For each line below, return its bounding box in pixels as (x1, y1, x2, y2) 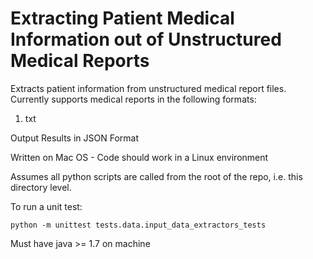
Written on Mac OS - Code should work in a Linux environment (10, 151, 269, 163)
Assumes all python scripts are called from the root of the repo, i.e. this (10, 170, 303, 182)
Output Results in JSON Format (10, 132, 139, 144)
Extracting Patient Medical (10, 7, 235, 30)
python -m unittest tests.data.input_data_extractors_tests (10, 220, 267, 230)
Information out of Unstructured (10, 28, 282, 51)
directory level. (10, 181, 72, 193)
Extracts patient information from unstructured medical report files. (10, 82, 287, 94)
